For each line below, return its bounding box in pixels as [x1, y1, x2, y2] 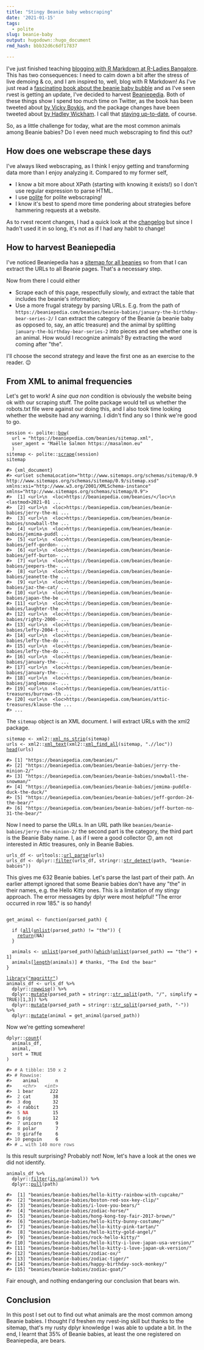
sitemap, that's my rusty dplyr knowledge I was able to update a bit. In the [6, 1324, 192, 1331]
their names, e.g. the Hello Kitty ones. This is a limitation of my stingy [6, 887, 180, 894]
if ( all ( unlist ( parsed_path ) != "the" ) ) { [12, 927, 121, 933]
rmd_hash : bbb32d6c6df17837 [6, 43, 78, 49]
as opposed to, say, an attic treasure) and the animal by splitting [15, 321, 176, 328]
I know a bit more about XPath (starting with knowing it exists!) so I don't [15, 180, 197, 188]
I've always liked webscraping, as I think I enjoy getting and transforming [6, 162, 189, 169]
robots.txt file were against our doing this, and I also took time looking [6, 406, 181, 413]
